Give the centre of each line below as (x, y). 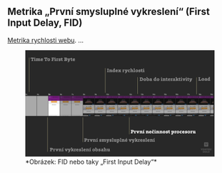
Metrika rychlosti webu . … (46, 40)
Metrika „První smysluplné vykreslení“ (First (109, 12)
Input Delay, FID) (45, 23)
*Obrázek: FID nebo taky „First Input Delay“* (91, 162)
